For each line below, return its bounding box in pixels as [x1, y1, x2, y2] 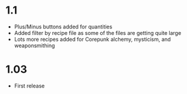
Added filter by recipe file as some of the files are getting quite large [14, 29, 182, 36]
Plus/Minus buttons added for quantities [14, 23, 113, 30]
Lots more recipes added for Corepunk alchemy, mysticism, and [14, 35, 171, 43]
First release [14, 82, 45, 89]
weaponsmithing [14, 42, 55, 49]
